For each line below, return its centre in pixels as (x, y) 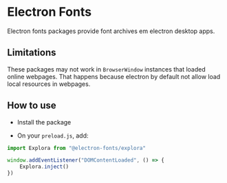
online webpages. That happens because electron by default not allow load (114, 76)
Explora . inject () (44, 167)
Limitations (32, 53)
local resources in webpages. (49, 84)
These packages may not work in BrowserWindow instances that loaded (107, 69)
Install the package (44, 122)
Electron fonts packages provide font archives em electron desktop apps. (111, 31)
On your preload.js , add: (53, 136)
